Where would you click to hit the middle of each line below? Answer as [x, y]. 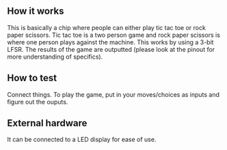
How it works [36, 11]
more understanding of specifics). [55, 57]
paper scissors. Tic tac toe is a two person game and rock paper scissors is [114, 35]
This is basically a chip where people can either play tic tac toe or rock [107, 27]
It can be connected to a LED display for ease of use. [82, 140]
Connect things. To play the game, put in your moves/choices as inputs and [113, 94]
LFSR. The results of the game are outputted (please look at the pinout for [111, 49]
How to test [32, 78]
